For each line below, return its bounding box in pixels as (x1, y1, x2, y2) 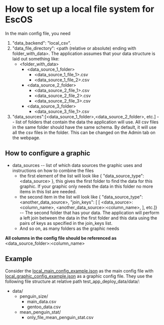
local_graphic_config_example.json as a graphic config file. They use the (5, 273, 153, 279)
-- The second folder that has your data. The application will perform (19, 210, 160, 216)
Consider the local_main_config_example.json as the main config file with (5, 268, 154, 273)
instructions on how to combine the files (12, 167, 94, 173)
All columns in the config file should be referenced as (5, 235, 117, 241)
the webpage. (12, 135, 41, 141)
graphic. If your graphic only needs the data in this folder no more (19, 183, 154, 189)
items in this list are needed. (19, 188, 77, 194)
